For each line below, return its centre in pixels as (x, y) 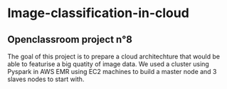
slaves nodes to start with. (46, 79)
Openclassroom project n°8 (70, 40)
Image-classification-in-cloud (99, 13)
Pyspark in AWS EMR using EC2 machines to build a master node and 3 (112, 72)
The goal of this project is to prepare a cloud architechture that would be (114, 56)
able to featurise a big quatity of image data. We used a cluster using (109, 64)
